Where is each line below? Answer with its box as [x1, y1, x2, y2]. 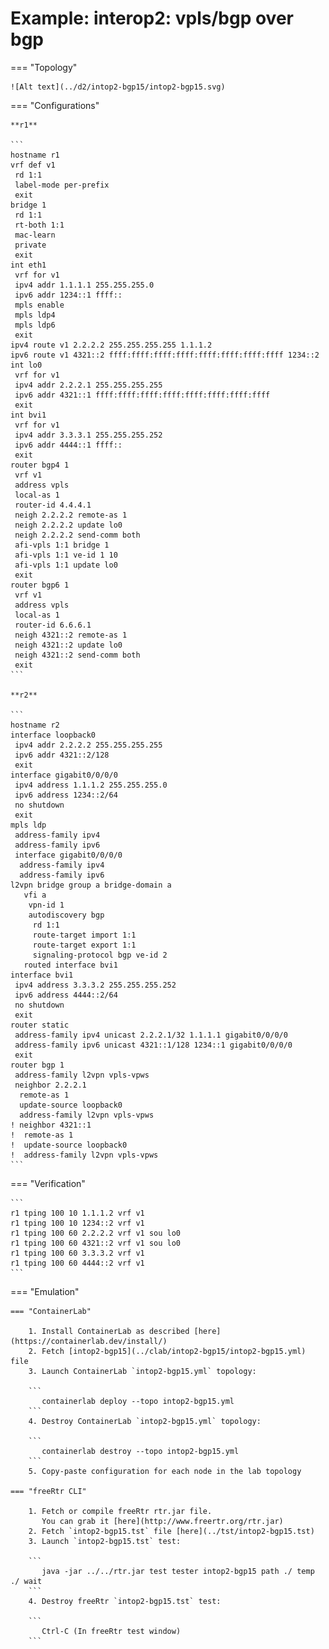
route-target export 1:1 [32, 940, 137, 950]
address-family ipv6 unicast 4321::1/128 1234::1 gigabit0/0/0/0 [14, 1040, 293, 1050]
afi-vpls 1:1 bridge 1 [14, 540, 110, 550]
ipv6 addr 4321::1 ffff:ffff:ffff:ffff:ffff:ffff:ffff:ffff [14, 390, 271, 400]
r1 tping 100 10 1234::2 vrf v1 [10, 1218, 145, 1228]
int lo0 [10, 360, 43, 370]
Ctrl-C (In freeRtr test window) [41, 1626, 182, 1636]
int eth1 [10, 260, 47, 270]
